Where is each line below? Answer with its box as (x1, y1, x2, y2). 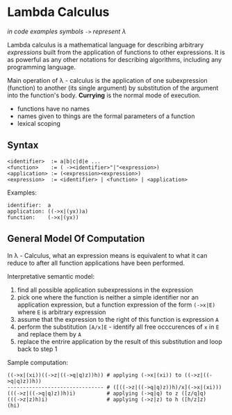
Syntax (7, 140, 39, 152)
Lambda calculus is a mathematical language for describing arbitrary (7, 40, 204, 49)
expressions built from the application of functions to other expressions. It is (7, 48, 226, 56)
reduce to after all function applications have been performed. (7, 259, 185, 267)
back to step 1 (17, 345, 58, 353)
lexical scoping (17, 119, 60, 127)
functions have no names (17, 104, 90, 113)
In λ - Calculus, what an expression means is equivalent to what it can (7, 251, 208, 259)
